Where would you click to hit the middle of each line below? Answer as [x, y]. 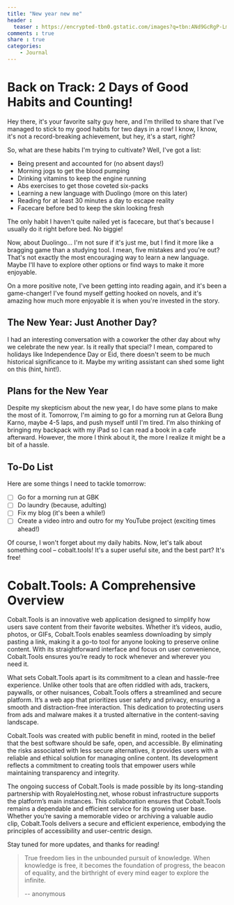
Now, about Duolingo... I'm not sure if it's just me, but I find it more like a [110, 242]
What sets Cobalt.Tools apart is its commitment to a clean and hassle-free [114, 678]
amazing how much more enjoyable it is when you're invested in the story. [114, 301]
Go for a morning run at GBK [58, 498]
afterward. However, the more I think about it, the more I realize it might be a [116, 437]
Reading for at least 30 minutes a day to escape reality [95, 201]
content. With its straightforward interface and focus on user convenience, [114, 649]
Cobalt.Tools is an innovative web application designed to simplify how [109, 620]
